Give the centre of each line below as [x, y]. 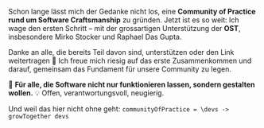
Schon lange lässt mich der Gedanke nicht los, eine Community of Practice [132, 12]
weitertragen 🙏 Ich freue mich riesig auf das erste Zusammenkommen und [130, 60]
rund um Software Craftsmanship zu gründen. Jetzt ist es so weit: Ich [124, 20]
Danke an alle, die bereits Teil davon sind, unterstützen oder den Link [121, 52]
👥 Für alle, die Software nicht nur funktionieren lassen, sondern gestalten [132, 84]
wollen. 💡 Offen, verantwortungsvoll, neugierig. [86, 93]
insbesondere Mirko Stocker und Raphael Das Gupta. [95, 37]
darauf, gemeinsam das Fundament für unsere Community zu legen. [120, 69]
